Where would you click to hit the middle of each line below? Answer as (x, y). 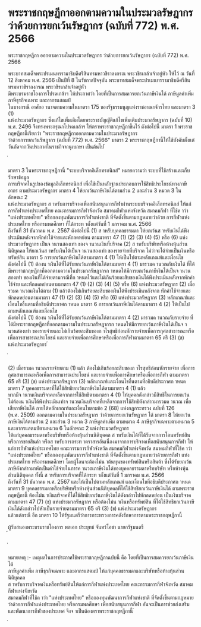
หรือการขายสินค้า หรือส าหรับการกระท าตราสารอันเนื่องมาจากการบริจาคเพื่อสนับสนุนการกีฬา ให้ (100, 441)
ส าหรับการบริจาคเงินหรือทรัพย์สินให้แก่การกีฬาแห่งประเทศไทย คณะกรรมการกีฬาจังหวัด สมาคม (100, 584)
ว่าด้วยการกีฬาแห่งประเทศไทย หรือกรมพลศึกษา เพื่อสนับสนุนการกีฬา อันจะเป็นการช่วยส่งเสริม (99, 604)
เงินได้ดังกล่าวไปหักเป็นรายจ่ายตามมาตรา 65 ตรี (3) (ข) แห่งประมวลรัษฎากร (82, 508)
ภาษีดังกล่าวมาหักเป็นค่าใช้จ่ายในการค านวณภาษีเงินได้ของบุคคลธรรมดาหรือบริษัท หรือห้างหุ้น (98, 468)
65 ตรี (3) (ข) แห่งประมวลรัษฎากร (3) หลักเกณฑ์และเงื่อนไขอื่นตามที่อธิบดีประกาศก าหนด (97, 381)
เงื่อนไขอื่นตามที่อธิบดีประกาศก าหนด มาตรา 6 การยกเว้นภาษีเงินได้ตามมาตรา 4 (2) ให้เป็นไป (99, 304)
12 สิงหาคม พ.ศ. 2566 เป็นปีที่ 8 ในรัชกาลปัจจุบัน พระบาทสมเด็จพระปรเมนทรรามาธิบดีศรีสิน (99, 80)
